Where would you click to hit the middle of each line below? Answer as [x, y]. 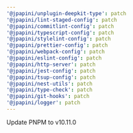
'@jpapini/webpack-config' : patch [56, 52]
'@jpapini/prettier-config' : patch [57, 45]
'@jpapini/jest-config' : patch [51, 71]
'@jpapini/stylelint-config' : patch [59, 39]
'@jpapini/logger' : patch [43, 103]
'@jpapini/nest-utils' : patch [50, 84]
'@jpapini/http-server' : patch [51, 64]
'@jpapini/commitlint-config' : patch [60, 26]
